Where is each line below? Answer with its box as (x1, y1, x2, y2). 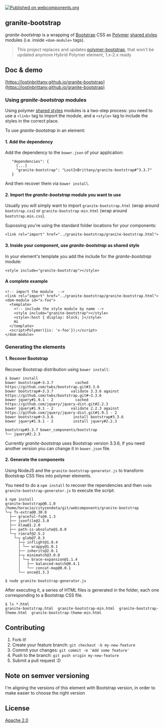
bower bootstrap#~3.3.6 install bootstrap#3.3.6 (5, 414, 124, 419)
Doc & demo (5, 66, 43, 75)
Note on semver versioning (5, 672, 90, 680)
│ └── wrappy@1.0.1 (18, 544, 58, 549)
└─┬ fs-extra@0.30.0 (5, 510, 47, 515)
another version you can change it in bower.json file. (5, 445, 111, 451)
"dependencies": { (11, 159, 49, 164)
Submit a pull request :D (12, 657, 61, 663)
